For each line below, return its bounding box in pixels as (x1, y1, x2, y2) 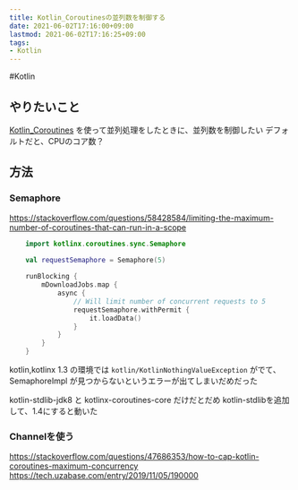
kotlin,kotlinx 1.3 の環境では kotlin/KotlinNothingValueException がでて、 (9, 365, 281, 374)
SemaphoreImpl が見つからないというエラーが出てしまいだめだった (9, 375, 258, 386)
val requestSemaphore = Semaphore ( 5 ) (25, 255, 166, 264)
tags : (9, 38, 30, 47)
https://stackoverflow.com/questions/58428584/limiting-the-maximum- (9, 212, 275, 223)
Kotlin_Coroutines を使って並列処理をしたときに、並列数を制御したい (9, 125, 264, 135)
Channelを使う (9, 430, 74, 443)
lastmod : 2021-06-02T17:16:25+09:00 (9, 30, 146, 39)
